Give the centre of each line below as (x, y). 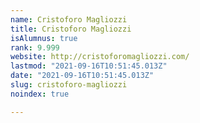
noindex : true (40, 94)
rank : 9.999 (35, 47)
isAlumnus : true (44, 38)
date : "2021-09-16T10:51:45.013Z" (82, 76)
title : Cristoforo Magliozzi (71, 29)
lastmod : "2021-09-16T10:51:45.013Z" (89, 66)
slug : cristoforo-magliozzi (69, 85)
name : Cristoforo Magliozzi (69, 19)
